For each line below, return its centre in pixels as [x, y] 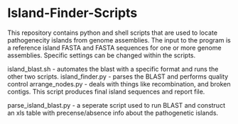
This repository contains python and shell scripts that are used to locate [113, 33]
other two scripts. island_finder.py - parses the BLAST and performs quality [118, 77]
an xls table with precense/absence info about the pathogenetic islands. [113, 113]
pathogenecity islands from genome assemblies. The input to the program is [119, 40]
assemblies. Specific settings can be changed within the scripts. [102, 55]
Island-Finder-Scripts [72, 13]
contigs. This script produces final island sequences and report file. [106, 91]
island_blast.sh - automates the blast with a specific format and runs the [113, 69]
